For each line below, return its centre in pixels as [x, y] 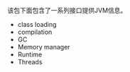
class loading [37, 24]
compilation [35, 32]
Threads [30, 62]
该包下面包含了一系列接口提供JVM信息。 [67, 10]
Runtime [30, 54]
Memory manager [44, 47]
